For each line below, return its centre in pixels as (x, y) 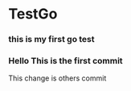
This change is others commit (57, 78)
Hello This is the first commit (65, 61)
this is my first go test (51, 39)
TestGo (33, 14)
